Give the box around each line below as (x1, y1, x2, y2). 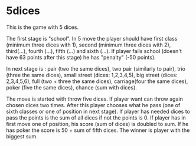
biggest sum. (6, 132, 38, 140)
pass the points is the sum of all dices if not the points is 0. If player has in (6, 114, 186, 121)
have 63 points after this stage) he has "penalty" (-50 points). (6, 54, 156, 61)
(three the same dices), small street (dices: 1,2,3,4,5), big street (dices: (6, 71, 178, 78)
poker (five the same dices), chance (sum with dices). (6, 84, 138, 91)
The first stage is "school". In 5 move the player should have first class (6, 35, 178, 42)
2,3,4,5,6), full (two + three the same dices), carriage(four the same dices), (6, 78, 188, 85)
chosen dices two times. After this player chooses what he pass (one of (6, 101, 181, 108)
